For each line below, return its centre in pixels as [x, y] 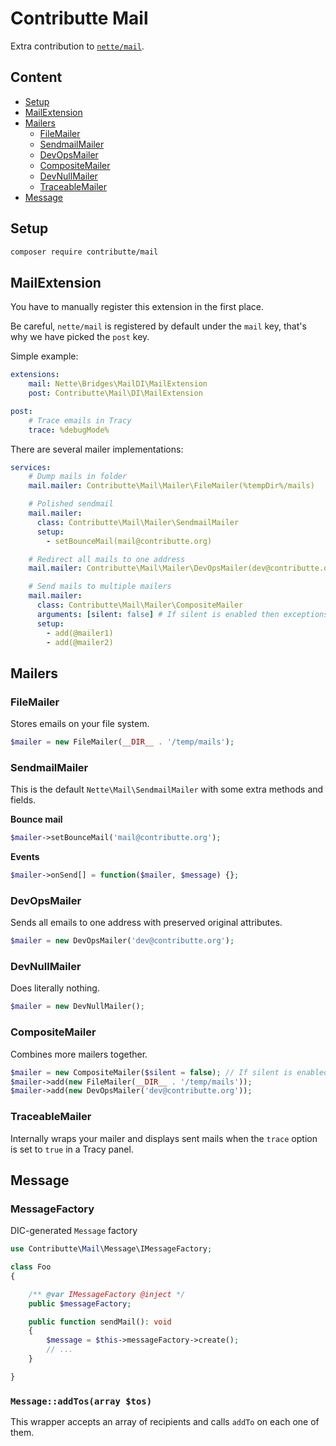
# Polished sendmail [71, 504]
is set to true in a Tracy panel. [72, 1149]
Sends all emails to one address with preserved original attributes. [146, 923]
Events [25, 857]
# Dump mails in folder [78, 477]
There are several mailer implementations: [97, 449]
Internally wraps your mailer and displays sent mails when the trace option [164, 1138]
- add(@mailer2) [80, 642]
